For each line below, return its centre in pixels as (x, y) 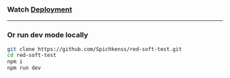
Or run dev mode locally (48, 35)
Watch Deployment (40, 9)
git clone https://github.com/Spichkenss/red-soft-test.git (95, 49)
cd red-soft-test (32, 56)
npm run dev (24, 68)
